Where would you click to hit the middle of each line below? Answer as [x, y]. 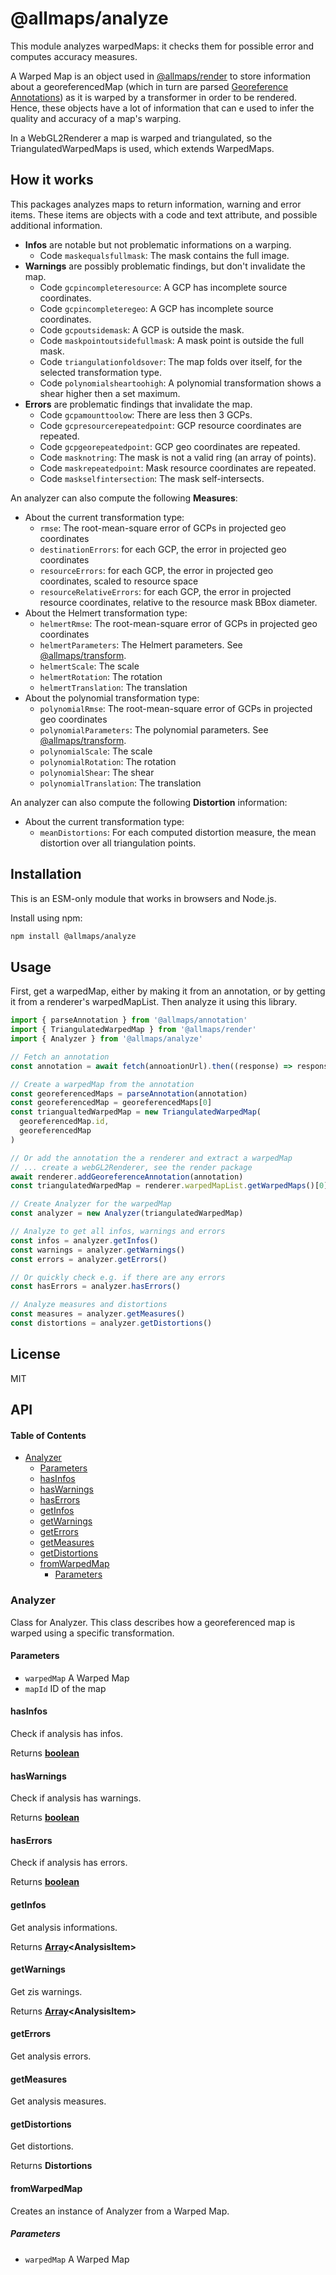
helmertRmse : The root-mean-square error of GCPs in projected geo [178, 623]
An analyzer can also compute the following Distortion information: [149, 802]
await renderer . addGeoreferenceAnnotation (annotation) [127, 1177]
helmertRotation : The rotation [101, 676]
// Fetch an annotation [60, 1057]
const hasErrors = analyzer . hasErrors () [96, 1287]
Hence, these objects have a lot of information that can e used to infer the [162, 108]
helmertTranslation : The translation [113, 687]
